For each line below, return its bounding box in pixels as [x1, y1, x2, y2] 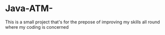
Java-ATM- [5, 3, 53, 14]
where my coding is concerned [5, 24, 69, 30]
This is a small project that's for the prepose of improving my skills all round [5, 19, 160, 25]
